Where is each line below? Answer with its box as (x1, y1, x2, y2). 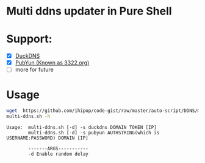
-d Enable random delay (28, 151, 88, 157)
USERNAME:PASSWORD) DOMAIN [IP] (6, 135, 88, 141)
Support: (6, 32, 52, 46)
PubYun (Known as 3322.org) (15, 59, 90, 66)
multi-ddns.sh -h (6, 114, 51, 120)
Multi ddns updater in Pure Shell (6, 4, 172, 18)
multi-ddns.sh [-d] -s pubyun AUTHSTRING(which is (28, 130, 160, 136)
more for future (15, 66, 54, 74)
